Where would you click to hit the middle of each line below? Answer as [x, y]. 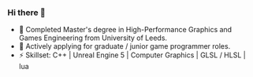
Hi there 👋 [27, 13]
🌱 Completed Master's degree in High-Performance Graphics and [125, 30]
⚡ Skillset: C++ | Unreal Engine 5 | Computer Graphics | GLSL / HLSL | [132, 55]
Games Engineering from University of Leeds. [93, 38]
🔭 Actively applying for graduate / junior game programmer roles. [125, 46]
